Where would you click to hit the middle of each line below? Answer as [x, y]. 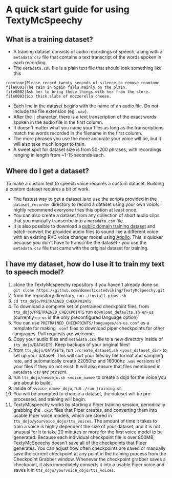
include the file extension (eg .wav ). [51, 111]
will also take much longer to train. [49, 144]
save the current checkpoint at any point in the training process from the [90, 453]
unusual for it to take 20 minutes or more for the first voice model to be [88, 432]
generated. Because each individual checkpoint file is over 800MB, [84, 437]
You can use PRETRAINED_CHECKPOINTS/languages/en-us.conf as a [81, 322]
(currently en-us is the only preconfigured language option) [76, 317]
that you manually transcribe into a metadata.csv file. [69, 221]
